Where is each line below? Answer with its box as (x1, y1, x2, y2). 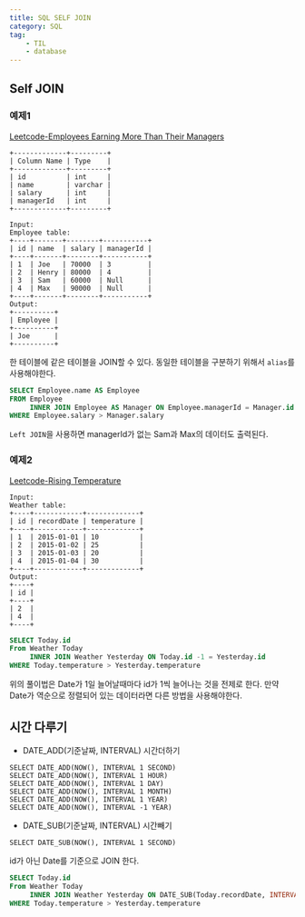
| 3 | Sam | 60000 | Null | (9, 275, 152, 284)
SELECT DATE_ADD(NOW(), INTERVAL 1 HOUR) (9, 771, 169, 780)
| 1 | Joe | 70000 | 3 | (9, 260, 152, 269)
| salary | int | (9, 188, 112, 197)
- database (25, 47, 67, 56)
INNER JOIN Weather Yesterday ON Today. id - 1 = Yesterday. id (29, 653, 266, 662)
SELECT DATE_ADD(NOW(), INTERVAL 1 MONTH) (9, 787, 172, 796)
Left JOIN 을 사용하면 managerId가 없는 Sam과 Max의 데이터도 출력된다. (9, 429, 269, 440)
